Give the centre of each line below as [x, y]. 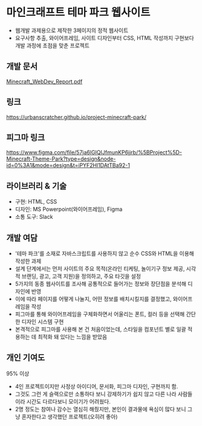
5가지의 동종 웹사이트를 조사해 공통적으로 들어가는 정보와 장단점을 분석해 [100, 284]
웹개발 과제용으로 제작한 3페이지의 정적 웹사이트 [72, 30]
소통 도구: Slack [34, 217]
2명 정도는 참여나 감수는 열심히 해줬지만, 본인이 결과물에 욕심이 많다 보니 [100, 409]
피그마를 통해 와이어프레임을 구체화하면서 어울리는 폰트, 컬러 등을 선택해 [100, 314]
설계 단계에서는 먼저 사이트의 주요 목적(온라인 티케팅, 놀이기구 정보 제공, [100, 268]
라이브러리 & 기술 [37, 186]
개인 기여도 [26, 358]
